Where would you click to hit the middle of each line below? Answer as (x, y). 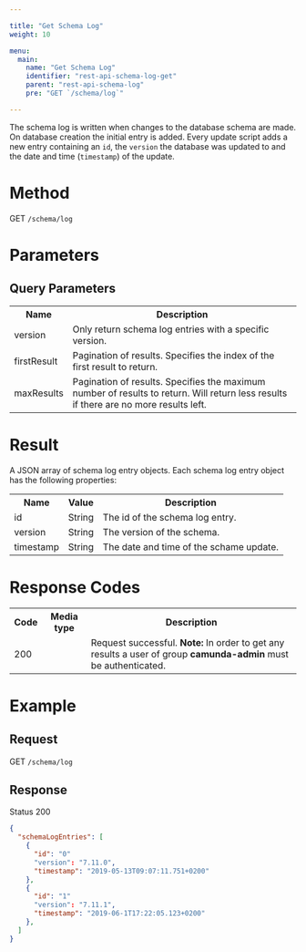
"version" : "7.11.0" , (75, 863)
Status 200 (30, 812)
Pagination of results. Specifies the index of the (173, 355)
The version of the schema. (161, 532)
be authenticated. (128, 665)
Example (43, 705)
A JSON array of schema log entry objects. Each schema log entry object (147, 470)
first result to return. (115, 367)
